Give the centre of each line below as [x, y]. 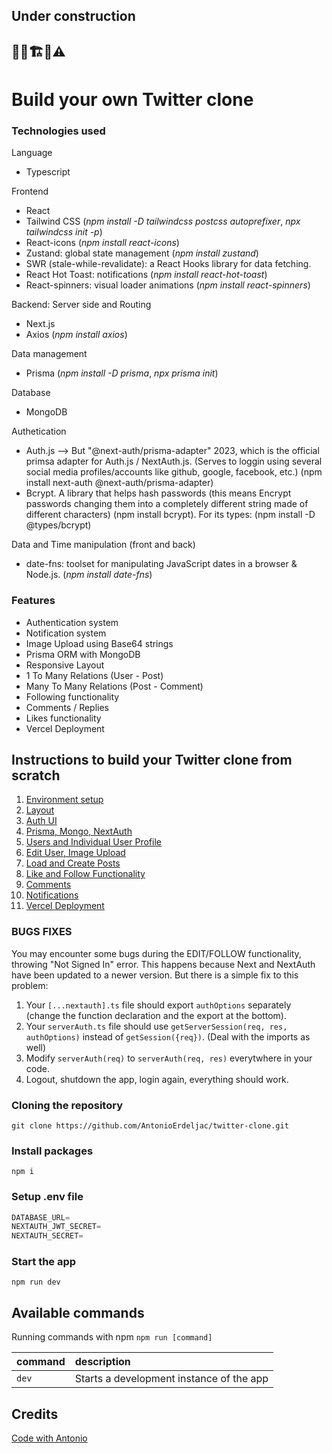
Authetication [39, 431]
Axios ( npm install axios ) [76, 335]
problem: [30, 985]
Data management [49, 354]
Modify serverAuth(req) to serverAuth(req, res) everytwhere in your [169, 1058]
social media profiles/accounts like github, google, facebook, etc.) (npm [174, 472]
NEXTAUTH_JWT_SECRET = [56, 1227]
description [102, 1362]
